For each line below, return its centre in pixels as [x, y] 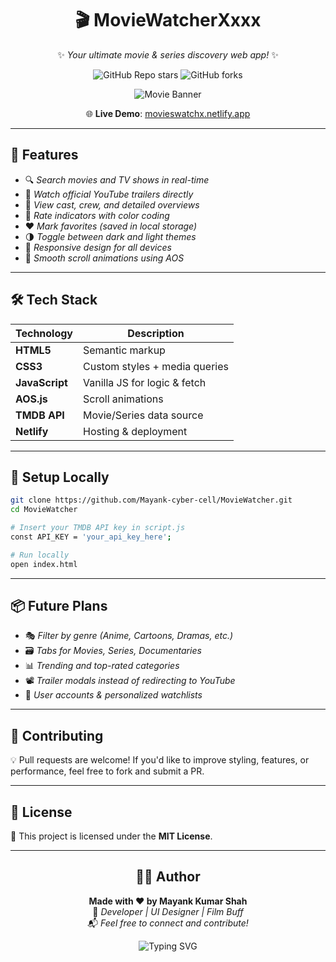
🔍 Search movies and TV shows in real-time [117, 179]
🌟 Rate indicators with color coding [97, 215]
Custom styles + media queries [156, 366]
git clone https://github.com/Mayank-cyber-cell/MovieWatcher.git [151, 500]
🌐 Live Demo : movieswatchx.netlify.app [168, 113]
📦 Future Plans [59, 606]
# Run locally [40, 555]
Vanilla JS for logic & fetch [145, 382]
